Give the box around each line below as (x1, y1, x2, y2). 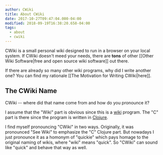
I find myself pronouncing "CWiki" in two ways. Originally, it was (5, 124, 134, 130)
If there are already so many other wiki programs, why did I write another (5, 67, 151, 73)
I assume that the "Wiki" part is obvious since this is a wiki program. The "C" (5, 109, 159, 115)
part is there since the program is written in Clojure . (5, 114, 109, 120)
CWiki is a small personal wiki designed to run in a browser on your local (5, 47, 150, 54)
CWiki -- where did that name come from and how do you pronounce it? (5, 99, 150, 105)
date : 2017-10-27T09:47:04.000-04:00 (5, 16, 82, 21)
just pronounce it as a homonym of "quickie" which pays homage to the (5, 134, 148, 140)
